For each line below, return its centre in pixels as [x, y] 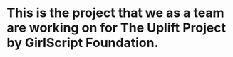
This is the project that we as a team [115, 13]
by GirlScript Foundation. [83, 43]
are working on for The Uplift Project [116, 28]
